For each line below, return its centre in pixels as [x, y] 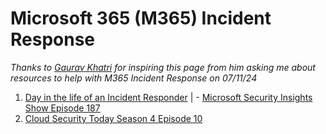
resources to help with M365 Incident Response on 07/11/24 [134, 78]
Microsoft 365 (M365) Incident [141, 18]
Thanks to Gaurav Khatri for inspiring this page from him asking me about [163, 67]
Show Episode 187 [62, 108]
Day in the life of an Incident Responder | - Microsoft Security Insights [168, 97]
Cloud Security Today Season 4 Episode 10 [113, 118]
